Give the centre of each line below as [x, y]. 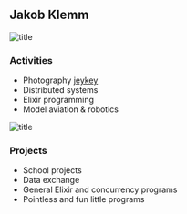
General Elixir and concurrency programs [100, 189]
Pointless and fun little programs [83, 199]
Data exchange [51, 180]
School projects [52, 170]
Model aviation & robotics [70, 109]
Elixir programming [58, 100]
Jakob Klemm [49, 15]
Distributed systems [60, 90]
